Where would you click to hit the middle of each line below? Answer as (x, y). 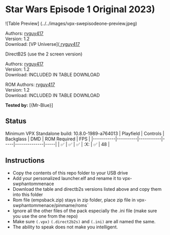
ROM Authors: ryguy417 (30, 84)
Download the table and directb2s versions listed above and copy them (87, 189)
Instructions (25, 160)
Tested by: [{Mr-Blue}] (29, 105)
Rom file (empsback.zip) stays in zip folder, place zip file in (74, 200)
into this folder (28, 194)
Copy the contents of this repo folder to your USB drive (70, 173)
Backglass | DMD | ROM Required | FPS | (48, 139)
